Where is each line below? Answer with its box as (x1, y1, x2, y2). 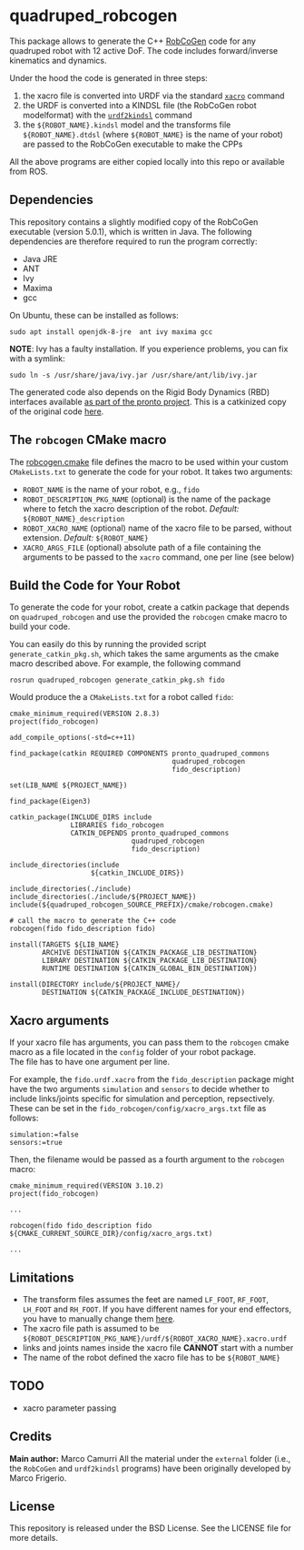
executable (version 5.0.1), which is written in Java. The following (9, 226, 252, 237)
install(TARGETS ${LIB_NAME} (9, 940, 120, 949)
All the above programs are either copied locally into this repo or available (9, 156, 285, 167)
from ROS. (9, 166, 48, 177)
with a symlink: (9, 352, 65, 364)
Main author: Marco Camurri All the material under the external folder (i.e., (9, 1453, 291, 1464)
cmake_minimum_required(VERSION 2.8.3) (9, 709, 161, 719)
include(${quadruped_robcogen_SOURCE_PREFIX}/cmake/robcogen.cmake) (9, 900, 274, 910)
